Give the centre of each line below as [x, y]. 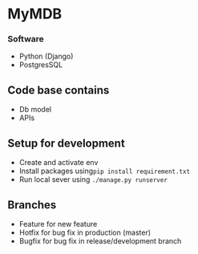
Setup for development [66, 143]
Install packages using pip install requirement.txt [104, 171]
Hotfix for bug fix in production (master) [85, 232]
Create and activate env [59, 163]
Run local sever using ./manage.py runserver [93, 179]
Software [26, 39]
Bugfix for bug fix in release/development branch [100, 240]
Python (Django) [46, 56]
